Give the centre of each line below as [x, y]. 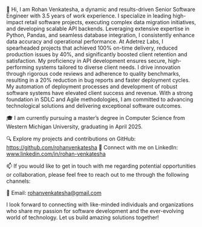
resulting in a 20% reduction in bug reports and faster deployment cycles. [98, 80]
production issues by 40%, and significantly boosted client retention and [97, 54]
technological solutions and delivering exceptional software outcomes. [94, 106]
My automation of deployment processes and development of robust [92, 87]
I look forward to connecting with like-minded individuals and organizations [100, 205]
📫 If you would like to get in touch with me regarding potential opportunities [101, 166]
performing [20, 67]
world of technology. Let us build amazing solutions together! [83, 217]
